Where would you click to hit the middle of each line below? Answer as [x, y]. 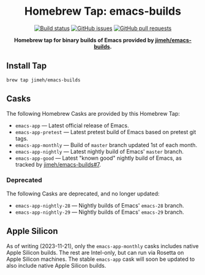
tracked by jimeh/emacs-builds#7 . [58, 164]
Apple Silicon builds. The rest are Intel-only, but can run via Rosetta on [95, 252]
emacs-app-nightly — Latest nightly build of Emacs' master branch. [99, 151]
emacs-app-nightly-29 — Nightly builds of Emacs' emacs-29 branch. [100, 212]
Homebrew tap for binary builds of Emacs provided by [84, 40]
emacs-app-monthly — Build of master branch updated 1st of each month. [106, 145]
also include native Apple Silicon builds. [56, 265]
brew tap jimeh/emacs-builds [43, 80]
